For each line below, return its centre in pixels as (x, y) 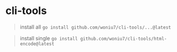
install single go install (49, 38)
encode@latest (37, 44)
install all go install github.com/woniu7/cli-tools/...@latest (95, 27)
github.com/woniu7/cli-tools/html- (124, 39)
